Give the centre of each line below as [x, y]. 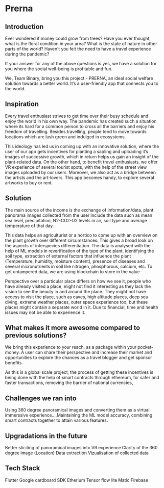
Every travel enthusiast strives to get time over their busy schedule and [77, 116]
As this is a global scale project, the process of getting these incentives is [79, 372]
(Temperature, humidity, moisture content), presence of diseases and [75, 261]
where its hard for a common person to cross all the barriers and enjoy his [80, 126]
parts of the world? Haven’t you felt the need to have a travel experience [78, 49]
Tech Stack [23, 468]
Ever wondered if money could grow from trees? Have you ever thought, [78, 38]
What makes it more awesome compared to [73, 328]
